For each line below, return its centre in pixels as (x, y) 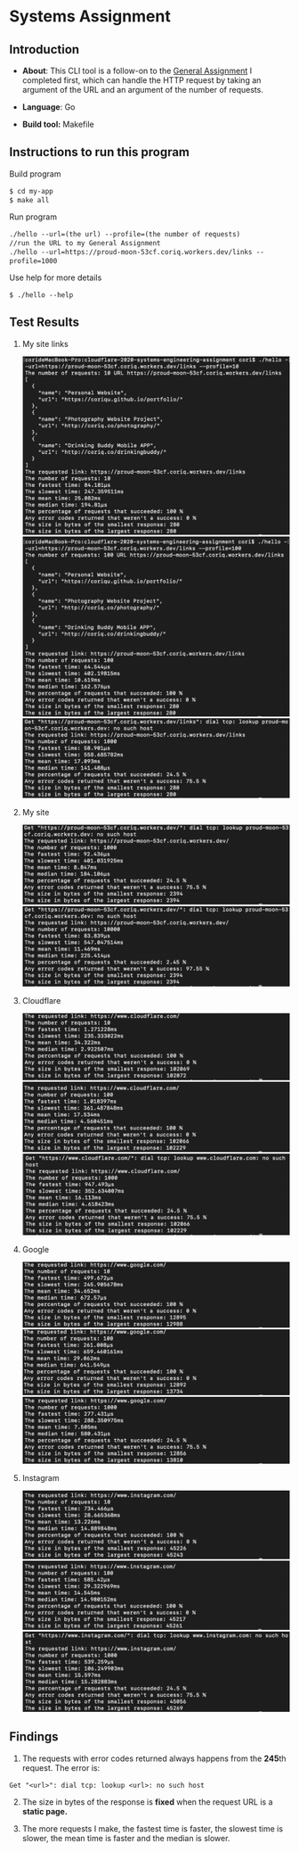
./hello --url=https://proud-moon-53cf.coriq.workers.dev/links (131, 252)
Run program (33, 217)
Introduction (44, 50)
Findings (34, 1737)
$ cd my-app (31, 191)
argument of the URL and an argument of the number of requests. (143, 90)
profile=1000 (33, 260)
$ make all (29, 200)
